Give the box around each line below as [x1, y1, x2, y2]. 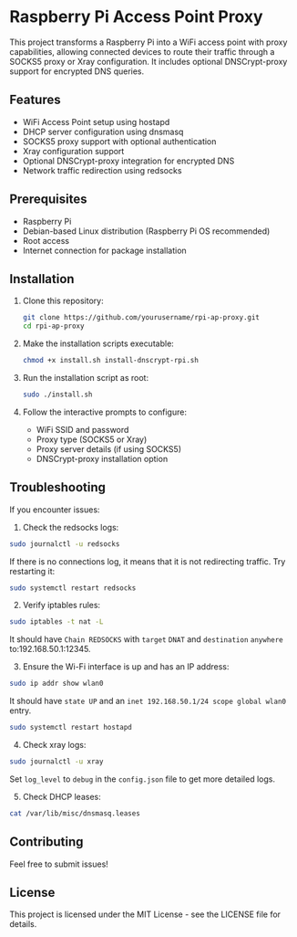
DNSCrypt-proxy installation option [36, 453, 169, 464]
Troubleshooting [9, 479, 107, 495]
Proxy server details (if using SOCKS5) [36, 443, 182, 454]
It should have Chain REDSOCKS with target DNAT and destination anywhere [9, 634, 284, 645]
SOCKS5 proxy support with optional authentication [22, 135, 217, 147]
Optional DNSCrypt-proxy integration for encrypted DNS [22, 155, 235, 166]
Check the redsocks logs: [22, 521, 119, 532]
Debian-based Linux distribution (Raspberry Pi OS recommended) [22, 226, 271, 237]
